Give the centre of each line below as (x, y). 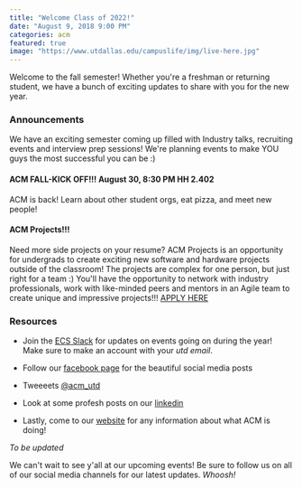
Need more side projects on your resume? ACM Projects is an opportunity (146, 249)
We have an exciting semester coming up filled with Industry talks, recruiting (151, 139)
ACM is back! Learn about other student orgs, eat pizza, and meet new (141, 199)
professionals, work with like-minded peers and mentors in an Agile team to (150, 288)
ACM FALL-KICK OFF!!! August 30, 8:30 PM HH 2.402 (112, 179)
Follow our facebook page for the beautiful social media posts (137, 368)
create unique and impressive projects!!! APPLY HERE (109, 297)
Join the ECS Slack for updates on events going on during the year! (147, 341)
